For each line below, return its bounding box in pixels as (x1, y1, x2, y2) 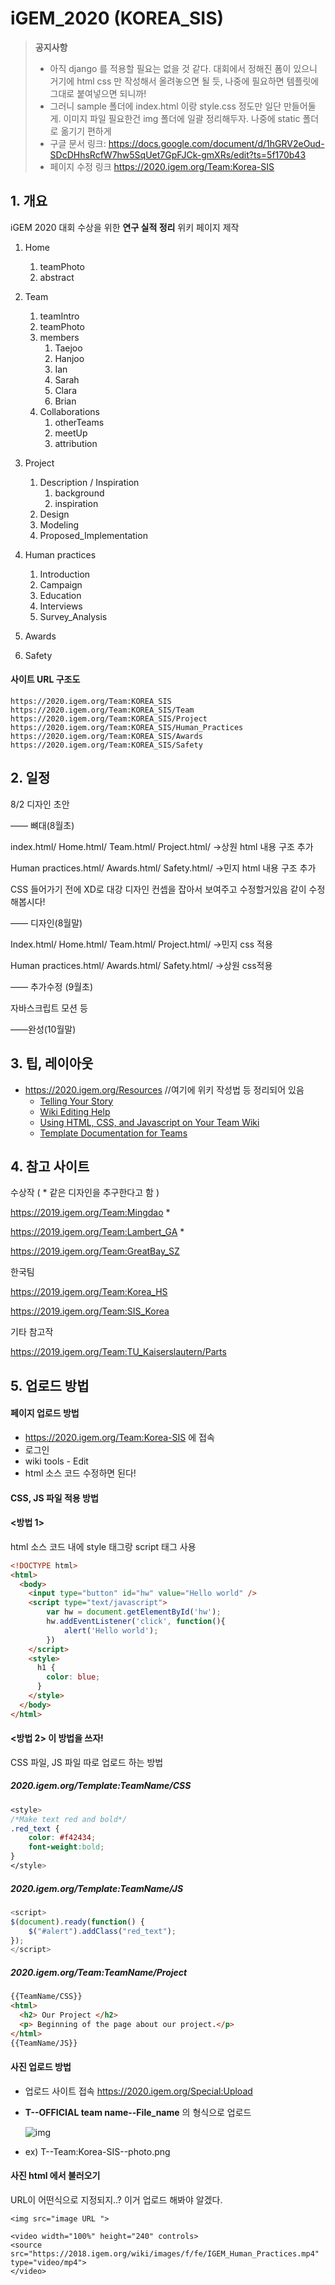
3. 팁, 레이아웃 (10, 1055, 94, 1072)
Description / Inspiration (39, 476, 140, 488)
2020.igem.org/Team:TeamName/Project (10, 1966, 188, 1978)
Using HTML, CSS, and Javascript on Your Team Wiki (39, 1116, 260, 1128)
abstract (39, 271, 75, 283)
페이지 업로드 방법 (10, 1407, 80, 1419)
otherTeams (54, 416, 105, 428)
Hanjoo (54, 352, 85, 364)
